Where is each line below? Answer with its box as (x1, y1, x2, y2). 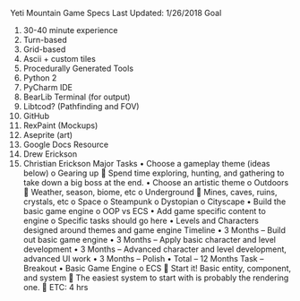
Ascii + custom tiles (22, 54, 97, 64)
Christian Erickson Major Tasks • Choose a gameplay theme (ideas (22, 159, 270, 168)
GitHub (22, 111, 50, 121)
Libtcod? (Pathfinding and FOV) (22, 101, 140, 111)
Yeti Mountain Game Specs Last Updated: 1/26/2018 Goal (10, 8, 222, 18)
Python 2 (22, 73, 57, 83)
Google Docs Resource (22, 139, 109, 150)
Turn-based (22, 35, 67, 45)
